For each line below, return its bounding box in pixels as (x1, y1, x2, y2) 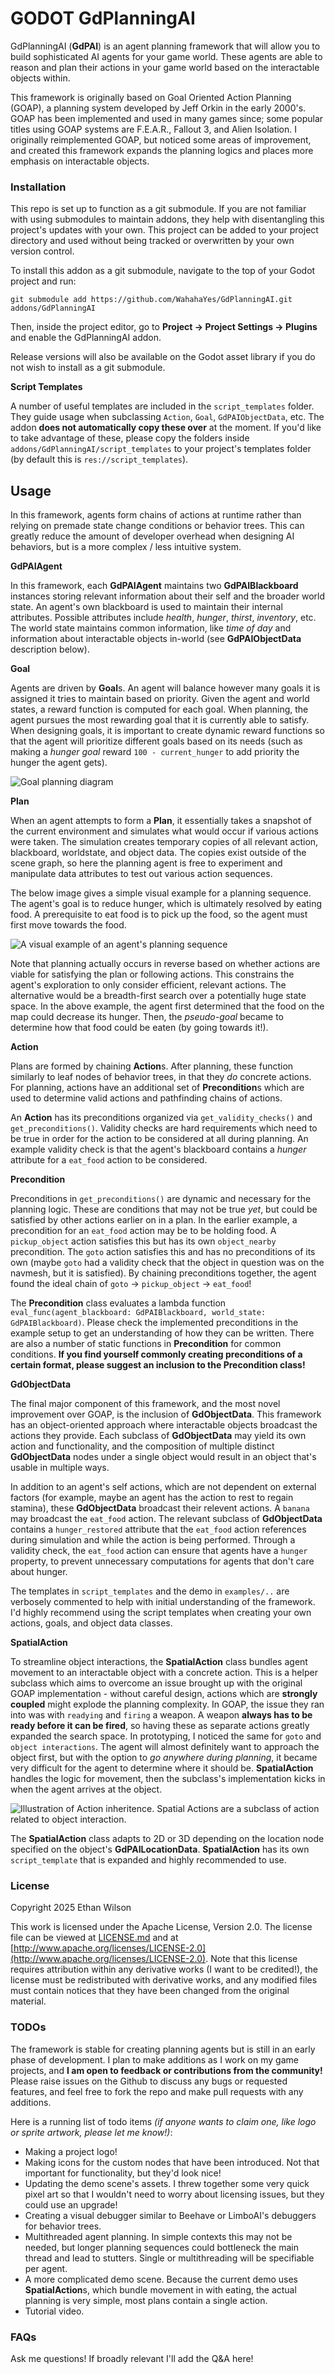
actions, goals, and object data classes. (10, 1617, 173, 1629)
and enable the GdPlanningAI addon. (10, 332, 162, 344)
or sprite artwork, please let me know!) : (10, 2126, 173, 2138)
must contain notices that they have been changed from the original (10, 1985, 290, 1997)
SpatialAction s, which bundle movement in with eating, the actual (24, 2283, 297, 2296)
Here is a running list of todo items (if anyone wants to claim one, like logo (10, 2115, 317, 2127)
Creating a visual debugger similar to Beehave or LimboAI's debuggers (24, 2209, 317, 2221)
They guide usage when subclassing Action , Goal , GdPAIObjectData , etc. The (10, 411, 325, 423)
